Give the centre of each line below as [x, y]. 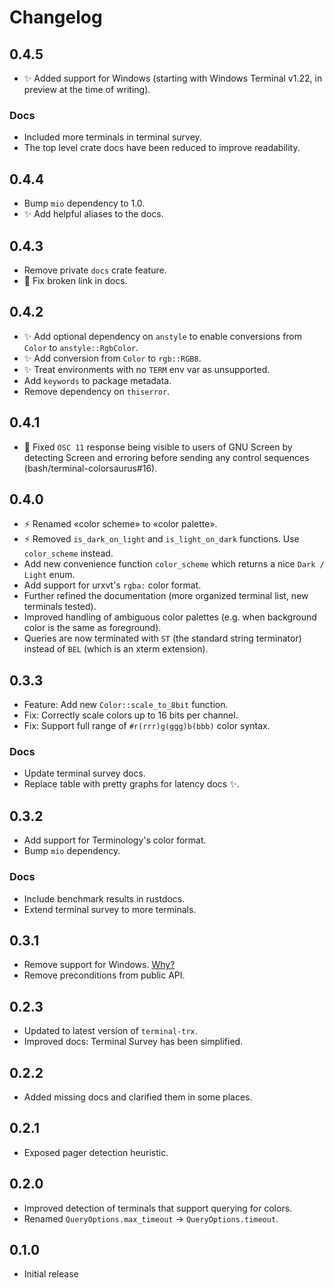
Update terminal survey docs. [84, 773]
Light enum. [49, 575]
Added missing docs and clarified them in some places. [138, 1097]
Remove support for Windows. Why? [99, 965]
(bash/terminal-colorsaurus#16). [90, 468]
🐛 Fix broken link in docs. [75, 280]
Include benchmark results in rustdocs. [104, 898]
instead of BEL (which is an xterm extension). [116, 649]
